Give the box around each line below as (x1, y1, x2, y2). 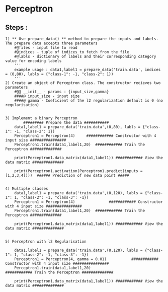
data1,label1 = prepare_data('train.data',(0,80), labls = (14, 124, 141, 129)
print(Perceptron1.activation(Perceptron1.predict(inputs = (14, 169, 143, 174)
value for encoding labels (5, 58, 62, 63)
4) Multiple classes (5, 186, 49, 191)
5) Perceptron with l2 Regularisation (5, 239, 87, 244)
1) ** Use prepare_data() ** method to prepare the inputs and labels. (5, 36, 158, 41)
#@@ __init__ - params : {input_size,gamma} (14, 89, 109, 94)
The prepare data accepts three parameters (5, 41, 98, 46)
